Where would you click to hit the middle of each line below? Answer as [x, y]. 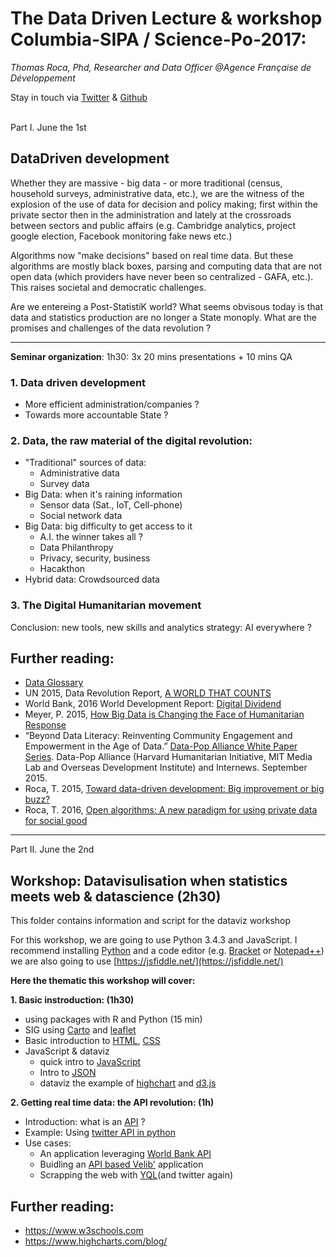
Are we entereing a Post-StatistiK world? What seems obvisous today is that [167, 306]
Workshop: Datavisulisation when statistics [149, 880]
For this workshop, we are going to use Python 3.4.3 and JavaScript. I [154, 940]
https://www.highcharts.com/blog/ [96, 1241]
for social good [56, 821]
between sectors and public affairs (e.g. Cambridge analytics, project [153, 225]
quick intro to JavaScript [90, 1062]
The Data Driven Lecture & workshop [166, 18]
